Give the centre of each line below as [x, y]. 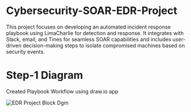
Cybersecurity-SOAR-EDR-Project [92, 11]
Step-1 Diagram [45, 76]
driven [14, 45]
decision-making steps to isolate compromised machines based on [104, 45]
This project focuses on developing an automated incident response [89, 27]
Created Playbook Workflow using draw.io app [62, 91]
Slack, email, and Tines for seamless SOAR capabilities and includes [89, 39]
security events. [26, 51]
